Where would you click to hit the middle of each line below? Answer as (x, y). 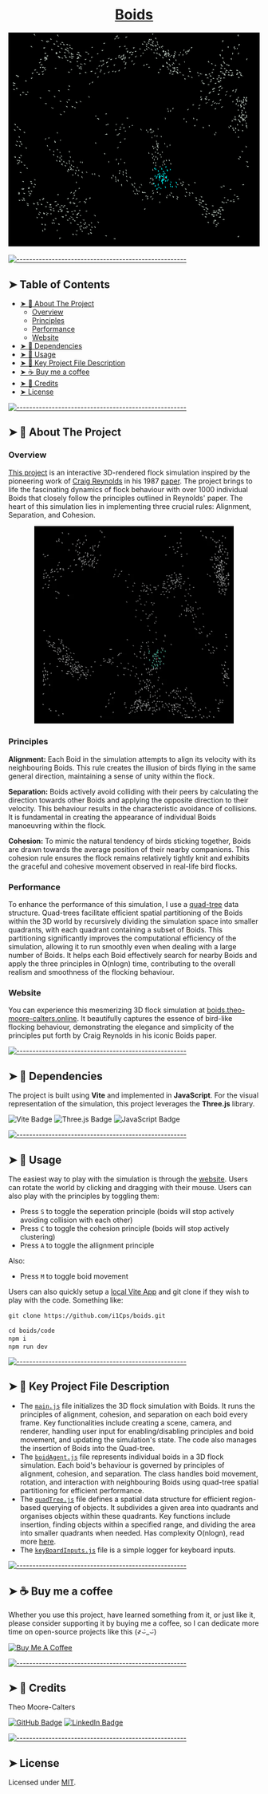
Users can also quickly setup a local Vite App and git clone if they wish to (129, 1291)
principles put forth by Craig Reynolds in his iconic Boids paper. (112, 1035)
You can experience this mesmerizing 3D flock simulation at (107, 1010)
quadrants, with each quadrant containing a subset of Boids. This (116, 930)
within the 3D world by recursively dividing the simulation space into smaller (133, 921)
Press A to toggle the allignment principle (87, 1245)
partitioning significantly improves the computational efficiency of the (122, 938)
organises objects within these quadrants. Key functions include (125, 1516)
